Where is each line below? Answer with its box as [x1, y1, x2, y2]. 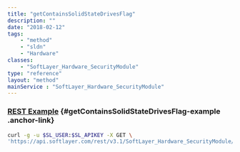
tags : [7, 30, 24, 38]
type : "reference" [7, 70, 62, 77]
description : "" [7, 17, 56, 24]
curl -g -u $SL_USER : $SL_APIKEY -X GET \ [7, 131, 133, 139]
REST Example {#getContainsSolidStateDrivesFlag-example [7, 107, 221, 116]
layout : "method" [7, 76, 59, 84]
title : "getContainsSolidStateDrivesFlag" [7, 10, 136, 18]
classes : [7, 57, 34, 64]
